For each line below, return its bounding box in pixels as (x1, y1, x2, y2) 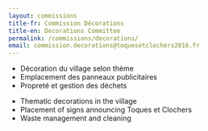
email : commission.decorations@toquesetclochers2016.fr (8, 42, 200, 50)
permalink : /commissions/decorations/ (8, 34, 139, 43)
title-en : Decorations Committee (8, 27, 121, 35)
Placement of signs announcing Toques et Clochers (19, 105, 192, 115)
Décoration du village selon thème (19, 63, 135, 73)
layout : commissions (8, 11, 78, 20)
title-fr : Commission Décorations (8, 19, 125, 27)
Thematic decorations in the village (19, 96, 137, 106)
